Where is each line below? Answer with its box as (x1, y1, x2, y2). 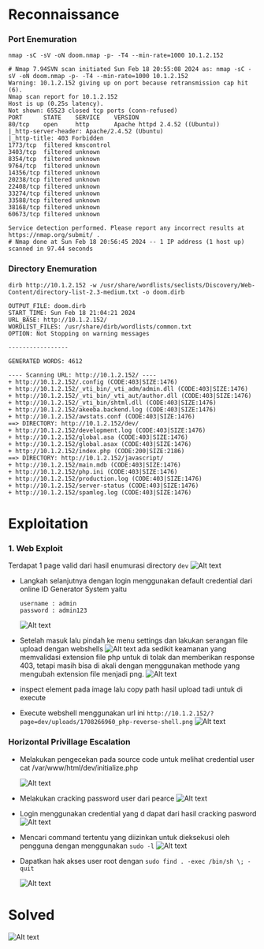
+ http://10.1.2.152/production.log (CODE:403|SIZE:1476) (8, 474, 203, 482)
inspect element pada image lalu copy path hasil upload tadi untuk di (19, 685, 243, 694)
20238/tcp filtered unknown (8, 176, 101, 184)
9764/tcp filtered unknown (8, 162, 101, 171)
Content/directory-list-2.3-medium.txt (8, 288, 139, 296)
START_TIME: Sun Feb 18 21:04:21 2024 (8, 309, 136, 317)
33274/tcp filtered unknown (8, 189, 101, 198)
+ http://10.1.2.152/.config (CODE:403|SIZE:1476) (8, 377, 178, 386)
